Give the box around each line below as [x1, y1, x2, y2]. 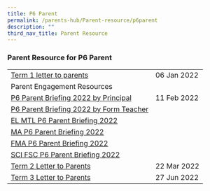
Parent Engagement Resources [10, 81, 113, 91]
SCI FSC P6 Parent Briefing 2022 [10, 150, 120, 160]
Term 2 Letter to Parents [10, 161, 91, 171]
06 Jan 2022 [155, 70, 199, 80]
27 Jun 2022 [155, 172, 199, 182]
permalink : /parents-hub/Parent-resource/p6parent [7, 17, 158, 24]
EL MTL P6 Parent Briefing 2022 [10, 115, 118, 125]
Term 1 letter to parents [10, 70, 89, 80]
